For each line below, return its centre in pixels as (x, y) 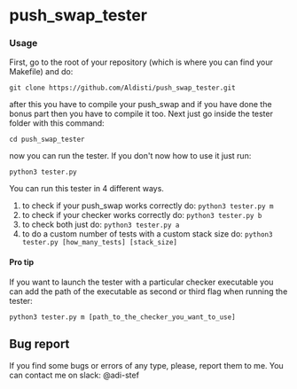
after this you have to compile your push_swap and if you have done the (141, 105)
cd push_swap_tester (47, 140)
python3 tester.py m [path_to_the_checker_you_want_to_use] (123, 317)
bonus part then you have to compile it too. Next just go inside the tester (141, 114)
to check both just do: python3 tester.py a (101, 225)
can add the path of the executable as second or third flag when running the (148, 291)
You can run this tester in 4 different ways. (86, 189)
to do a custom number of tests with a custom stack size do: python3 (147, 234)
